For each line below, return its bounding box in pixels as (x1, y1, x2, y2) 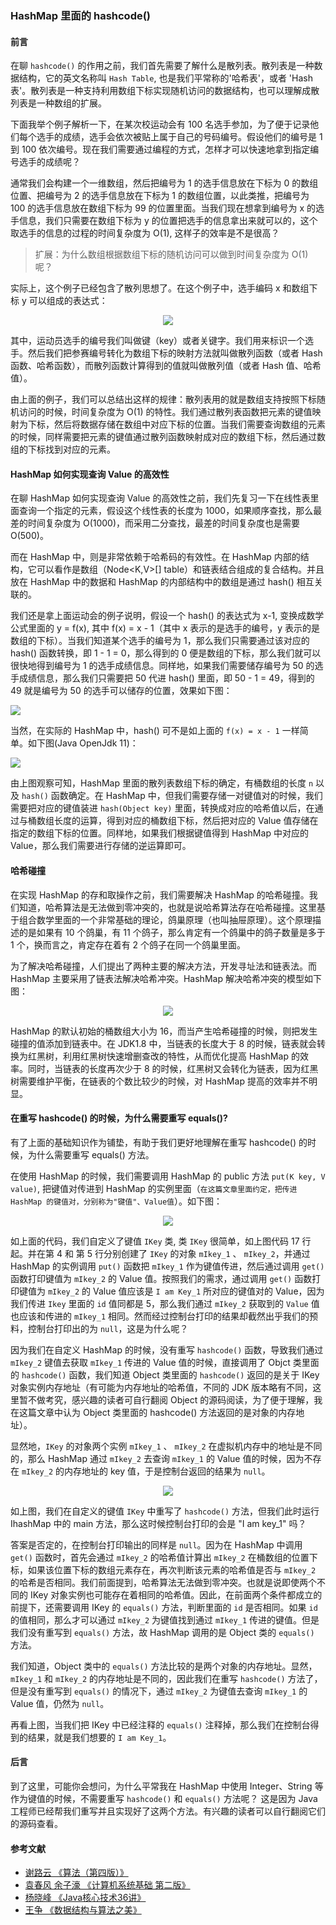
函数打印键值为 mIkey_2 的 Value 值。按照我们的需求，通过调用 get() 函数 (10, 1272, 313, 1284)
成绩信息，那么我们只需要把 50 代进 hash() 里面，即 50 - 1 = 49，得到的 (18, 672, 315, 684)
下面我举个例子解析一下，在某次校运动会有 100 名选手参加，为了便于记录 (10, 118, 311, 131)
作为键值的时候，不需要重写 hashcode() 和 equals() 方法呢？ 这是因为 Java (10, 1792, 318, 1804)
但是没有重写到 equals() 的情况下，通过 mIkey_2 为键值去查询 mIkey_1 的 (10, 1685, 308, 1697)
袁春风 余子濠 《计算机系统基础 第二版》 (24, 1879, 191, 1891)
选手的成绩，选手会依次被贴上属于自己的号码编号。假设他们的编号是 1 (36, 131, 323, 143)
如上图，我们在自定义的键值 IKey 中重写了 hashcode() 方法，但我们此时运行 (10, 1505, 320, 1517)
